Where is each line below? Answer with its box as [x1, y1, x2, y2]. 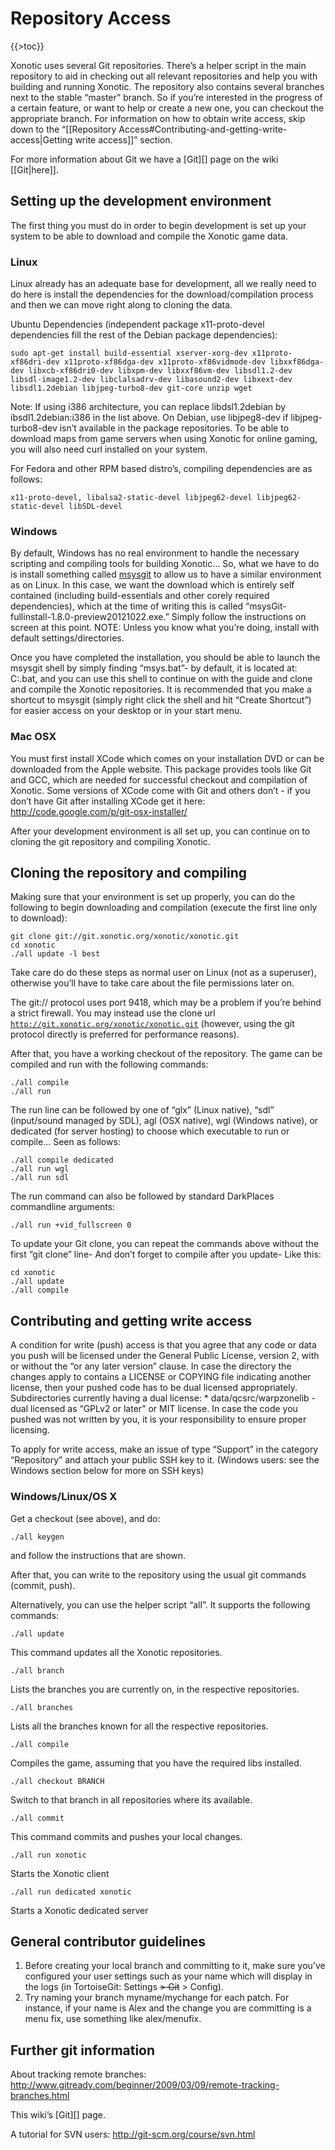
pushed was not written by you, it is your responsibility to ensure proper [10, 1413, 307, 1426]
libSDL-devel [68, 502, 123, 512]
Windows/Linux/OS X [10, 1490, 118, 1504]
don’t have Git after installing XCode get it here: [10, 795, 206, 807]
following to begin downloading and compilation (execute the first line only [10, 902, 318, 914]
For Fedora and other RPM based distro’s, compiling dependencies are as [10, 463, 313, 475]
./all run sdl [10, 1173, 70, 1183]
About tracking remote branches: [10, 2068, 147, 2081]
